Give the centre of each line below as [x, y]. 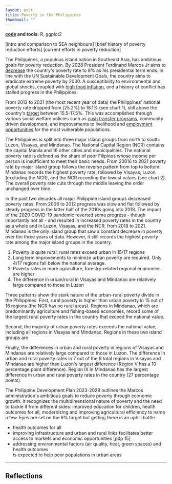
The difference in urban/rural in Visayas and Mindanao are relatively [84, 280]
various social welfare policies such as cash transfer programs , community [84, 119]
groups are [17, 338]
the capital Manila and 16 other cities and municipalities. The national [78, 151]
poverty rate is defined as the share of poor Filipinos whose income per [81, 156]
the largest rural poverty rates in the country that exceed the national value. [85, 317]
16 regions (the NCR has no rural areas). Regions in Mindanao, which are [82, 306]
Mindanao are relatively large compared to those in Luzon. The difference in [85, 353]
